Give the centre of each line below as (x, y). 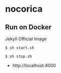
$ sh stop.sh (19, 56)
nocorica (24, 9)
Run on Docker (29, 27)
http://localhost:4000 (34, 65)
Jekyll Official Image (26, 39)
